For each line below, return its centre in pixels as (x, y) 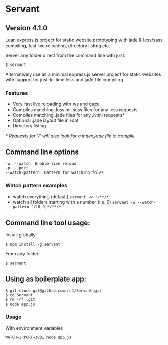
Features (17, 93)
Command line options (42, 152)
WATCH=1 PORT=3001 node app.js (39, 338)
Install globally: (21, 235)
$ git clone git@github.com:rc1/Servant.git (53, 291)
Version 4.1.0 (27, 28)
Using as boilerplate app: (46, 279)
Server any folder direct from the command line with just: (65, 55)
